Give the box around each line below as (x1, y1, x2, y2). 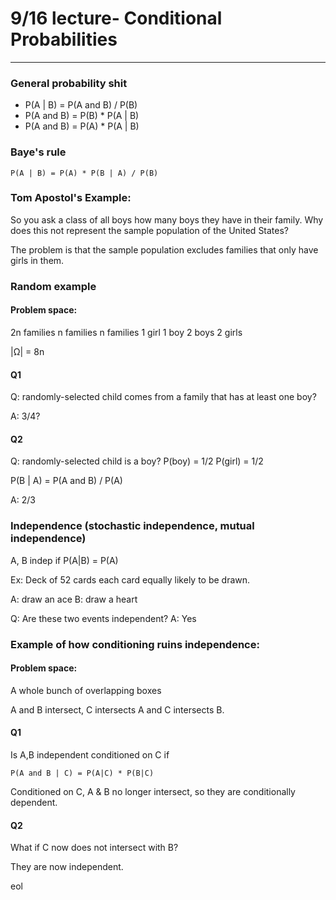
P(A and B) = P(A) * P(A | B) (24, 120, 140, 132)
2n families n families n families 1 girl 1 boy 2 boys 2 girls (10, 326, 243, 338)
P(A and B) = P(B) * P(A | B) (24, 110, 140, 122)
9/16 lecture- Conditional (10, 7, 223, 30)
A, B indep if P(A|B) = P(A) (10, 554, 119, 566)
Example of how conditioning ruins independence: (10, 637, 260, 651)
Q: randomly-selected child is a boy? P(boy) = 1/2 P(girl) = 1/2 (10, 455, 264, 467)
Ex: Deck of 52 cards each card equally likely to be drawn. (10, 573, 251, 586)
